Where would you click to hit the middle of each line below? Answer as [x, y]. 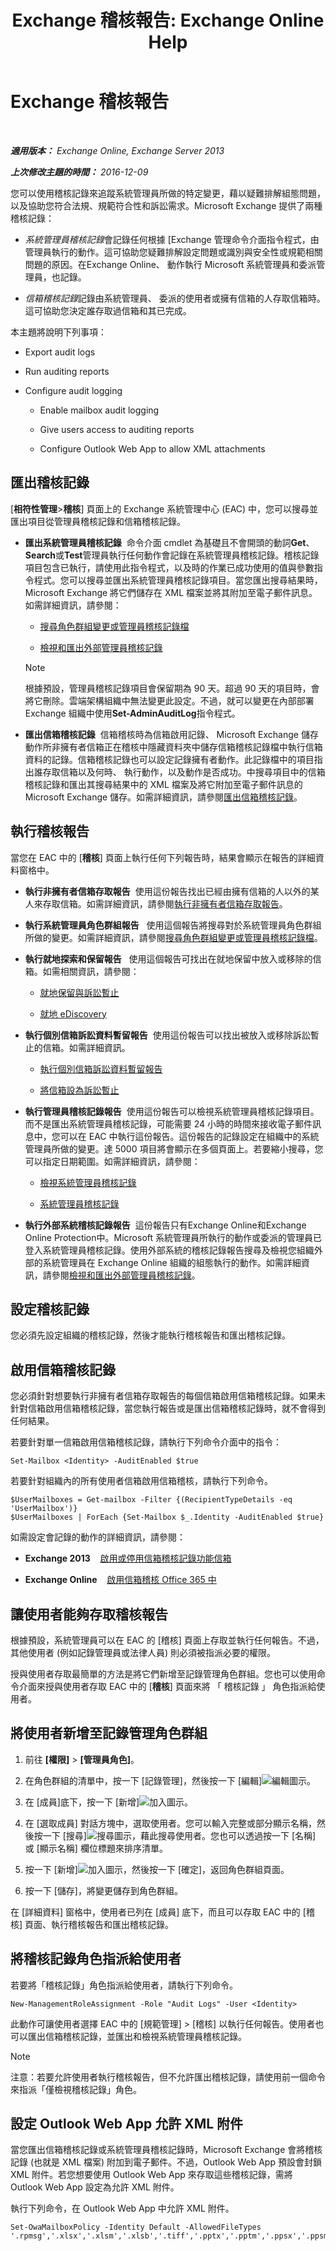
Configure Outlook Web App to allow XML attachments [152, 448]
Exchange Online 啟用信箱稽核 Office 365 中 [120, 1580]
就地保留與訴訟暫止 [79, 992]
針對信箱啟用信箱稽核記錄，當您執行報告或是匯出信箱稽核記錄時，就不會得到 [168, 1408]
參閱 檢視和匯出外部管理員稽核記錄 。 [126, 1275]
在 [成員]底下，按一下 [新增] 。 [109, 1802]
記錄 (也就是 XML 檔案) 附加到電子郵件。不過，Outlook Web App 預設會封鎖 [166, 2162]
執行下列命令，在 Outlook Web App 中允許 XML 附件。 [122, 2208]
